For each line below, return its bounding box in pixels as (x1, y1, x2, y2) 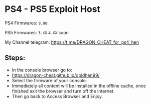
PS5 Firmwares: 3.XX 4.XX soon (4, 29, 69, 35)
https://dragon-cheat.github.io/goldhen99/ (11, 72, 100, 78)
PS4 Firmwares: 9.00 (4, 20, 48, 26)
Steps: (4, 54, 25, 62)
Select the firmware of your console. (11, 77, 87, 83)
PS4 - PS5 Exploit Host (4, 3, 101, 15)
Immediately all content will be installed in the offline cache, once (11, 83, 146, 89)
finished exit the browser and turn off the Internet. (11, 88, 115, 94)
